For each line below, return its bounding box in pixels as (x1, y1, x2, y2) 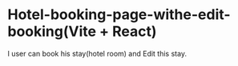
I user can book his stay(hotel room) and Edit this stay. (7, 49, 188, 58)
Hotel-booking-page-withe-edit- (7, 6, 231, 24)
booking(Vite (7, 22, 97, 41)
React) (111, 22, 157, 41)
